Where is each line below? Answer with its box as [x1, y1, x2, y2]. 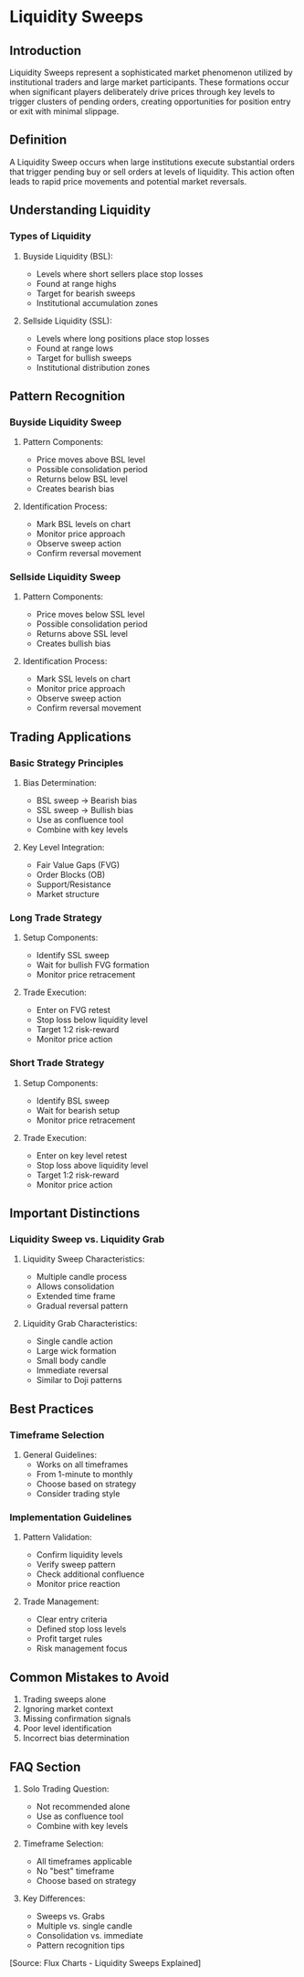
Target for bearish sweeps [36, 288, 136, 299]
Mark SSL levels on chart [36, 673, 131, 684]
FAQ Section [9, 1759, 81, 1774]
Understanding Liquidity [9, 203, 152, 218]
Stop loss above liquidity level [36, 1159, 149, 1170]
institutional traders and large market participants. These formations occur [9, 77, 289, 88]
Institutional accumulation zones [36, 297, 158, 308]
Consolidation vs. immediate [36, 1930, 143, 1941]
